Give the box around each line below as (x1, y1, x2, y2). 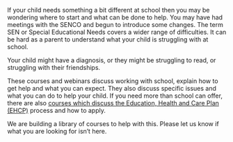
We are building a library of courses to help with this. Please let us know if (7, 120, 219, 127)
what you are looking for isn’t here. (7, 127, 107, 135)
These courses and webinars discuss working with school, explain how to (7, 77, 218, 85)
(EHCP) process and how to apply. (7, 107, 106, 114)
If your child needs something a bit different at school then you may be (7, 6, 210, 14)
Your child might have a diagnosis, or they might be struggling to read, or (7, 56, 216, 64)
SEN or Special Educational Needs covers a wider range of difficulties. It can (7, 28, 227, 36)
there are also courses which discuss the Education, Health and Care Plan (7, 99, 219, 107)
